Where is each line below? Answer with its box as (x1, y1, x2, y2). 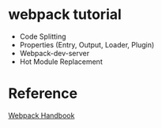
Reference (8, 85, 77, 103)
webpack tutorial (8, 6, 122, 24)
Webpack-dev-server (19, 48, 89, 58)
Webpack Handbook (8, 111, 75, 120)
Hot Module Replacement (19, 57, 103, 66)
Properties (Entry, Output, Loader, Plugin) (19, 40, 155, 49)
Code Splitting (19, 32, 66, 41)
